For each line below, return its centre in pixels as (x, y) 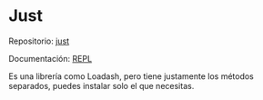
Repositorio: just (39, 41)
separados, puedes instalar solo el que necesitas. (101, 85)
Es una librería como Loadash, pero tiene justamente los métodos (131, 76)
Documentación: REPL (51, 58)
